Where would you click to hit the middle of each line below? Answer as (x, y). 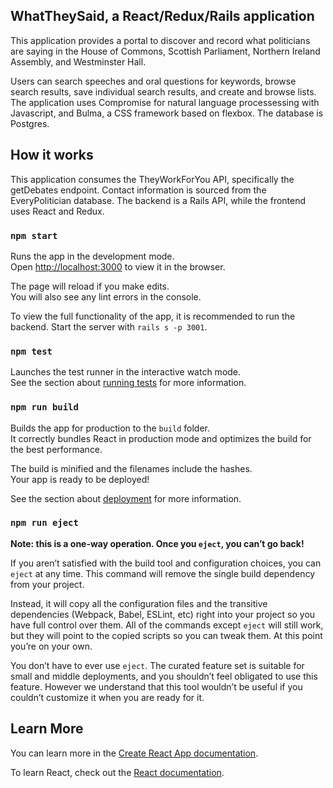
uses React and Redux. (57, 211)
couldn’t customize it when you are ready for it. (107, 697)
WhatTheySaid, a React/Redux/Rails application (162, 16)
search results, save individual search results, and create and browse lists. (163, 91)
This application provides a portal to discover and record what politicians (160, 40)
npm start (34, 235)
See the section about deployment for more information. (126, 498)
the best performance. (56, 449)
